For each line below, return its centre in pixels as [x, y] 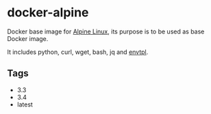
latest [25, 104]
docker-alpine [48, 13]
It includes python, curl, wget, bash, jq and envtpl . [78, 52]
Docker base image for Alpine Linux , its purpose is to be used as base [106, 31]
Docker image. [28, 38]
